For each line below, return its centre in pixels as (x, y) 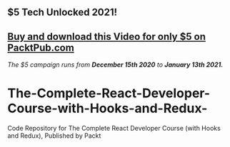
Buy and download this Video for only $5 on (106, 37)
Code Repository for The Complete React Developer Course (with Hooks (114, 129)
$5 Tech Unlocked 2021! (62, 12)
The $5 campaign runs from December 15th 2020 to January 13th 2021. (115, 65)
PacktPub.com (41, 47)
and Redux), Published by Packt (54, 136)
